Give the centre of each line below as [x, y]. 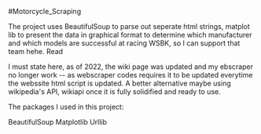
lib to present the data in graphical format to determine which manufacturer [130, 35]
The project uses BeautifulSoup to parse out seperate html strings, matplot [129, 26]
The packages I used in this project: [66, 107]
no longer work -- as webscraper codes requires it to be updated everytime [130, 75]
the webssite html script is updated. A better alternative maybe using [120, 83]
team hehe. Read [36, 51]
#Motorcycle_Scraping [44, 11]
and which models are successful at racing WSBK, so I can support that [124, 43]
